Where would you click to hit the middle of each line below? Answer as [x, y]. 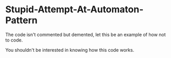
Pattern [21, 20]
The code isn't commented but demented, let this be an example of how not [85, 34]
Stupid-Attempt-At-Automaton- [74, 9]
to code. [14, 40]
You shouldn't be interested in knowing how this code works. [70, 50]
